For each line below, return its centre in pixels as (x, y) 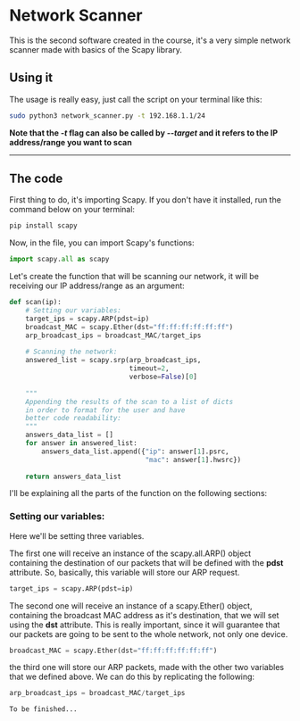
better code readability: (74, 419)
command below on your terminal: (72, 210)
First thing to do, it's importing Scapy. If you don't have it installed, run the (145, 200)
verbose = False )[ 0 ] (163, 377)
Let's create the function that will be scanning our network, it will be (134, 277)
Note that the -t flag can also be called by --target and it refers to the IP (144, 133)
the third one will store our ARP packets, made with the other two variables (146, 667)
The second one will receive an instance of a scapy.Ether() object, (131, 605)
